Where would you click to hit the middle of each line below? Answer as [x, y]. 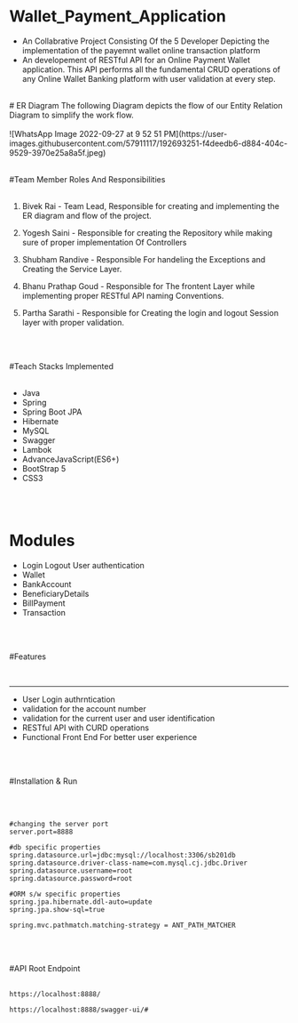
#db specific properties [55, 847]
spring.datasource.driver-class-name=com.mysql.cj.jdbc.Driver [129, 863]
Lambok [37, 449]
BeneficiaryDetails [55, 593]
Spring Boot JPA [52, 412]
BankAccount [47, 584]
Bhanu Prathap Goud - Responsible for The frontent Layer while [138, 286]
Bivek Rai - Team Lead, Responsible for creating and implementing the [150, 205]
